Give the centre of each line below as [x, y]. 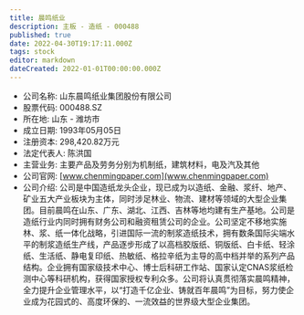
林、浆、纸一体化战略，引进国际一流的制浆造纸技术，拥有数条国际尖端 [155, 233]
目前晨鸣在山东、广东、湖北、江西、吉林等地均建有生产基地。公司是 [167, 210]
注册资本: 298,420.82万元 [71, 142]
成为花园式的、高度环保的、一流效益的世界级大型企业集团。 [143, 301]
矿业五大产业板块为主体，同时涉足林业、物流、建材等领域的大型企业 [151, 198]
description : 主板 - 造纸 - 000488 [74, 26]
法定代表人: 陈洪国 [57, 152]
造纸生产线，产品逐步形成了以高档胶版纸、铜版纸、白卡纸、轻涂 [174, 244]
